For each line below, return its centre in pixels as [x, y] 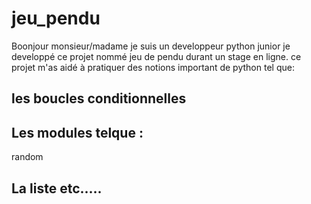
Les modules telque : [77, 132]
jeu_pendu [56, 18]
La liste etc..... [57, 188]
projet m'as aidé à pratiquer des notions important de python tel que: [153, 67]
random [27, 157]
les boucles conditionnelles [99, 98]
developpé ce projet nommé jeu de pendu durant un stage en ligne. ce [156, 56]
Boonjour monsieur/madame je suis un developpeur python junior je [151, 46]
